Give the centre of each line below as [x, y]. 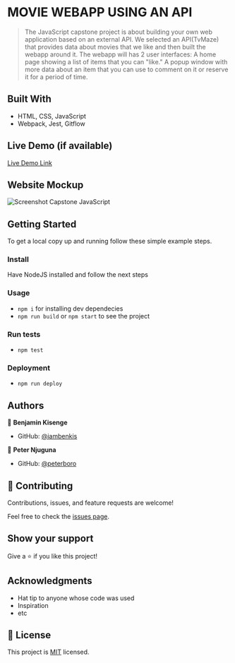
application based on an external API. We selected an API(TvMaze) [122, 39]
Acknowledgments [50, 581]
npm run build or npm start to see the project [84, 316]
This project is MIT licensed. [48, 652]
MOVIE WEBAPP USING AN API [100, 12]
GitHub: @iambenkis [47, 436]
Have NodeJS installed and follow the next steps [78, 275]
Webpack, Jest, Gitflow [52, 124]
